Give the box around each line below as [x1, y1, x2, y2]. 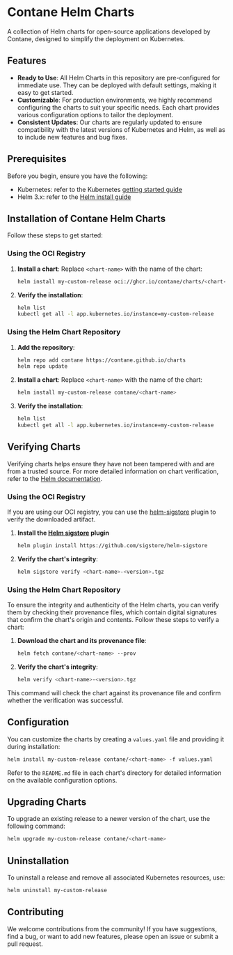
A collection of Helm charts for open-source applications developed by [7, 27, 211, 36]
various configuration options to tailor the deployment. [17, 110, 174, 119]
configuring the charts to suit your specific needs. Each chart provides [17, 103, 220, 112]
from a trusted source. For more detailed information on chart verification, [7, 467, 219, 475]
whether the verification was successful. [7, 696, 124, 704]
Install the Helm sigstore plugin [17, 528, 110, 538]
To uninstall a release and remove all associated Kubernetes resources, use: [7, 873, 225, 882]
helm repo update [17, 363, 68, 370]
